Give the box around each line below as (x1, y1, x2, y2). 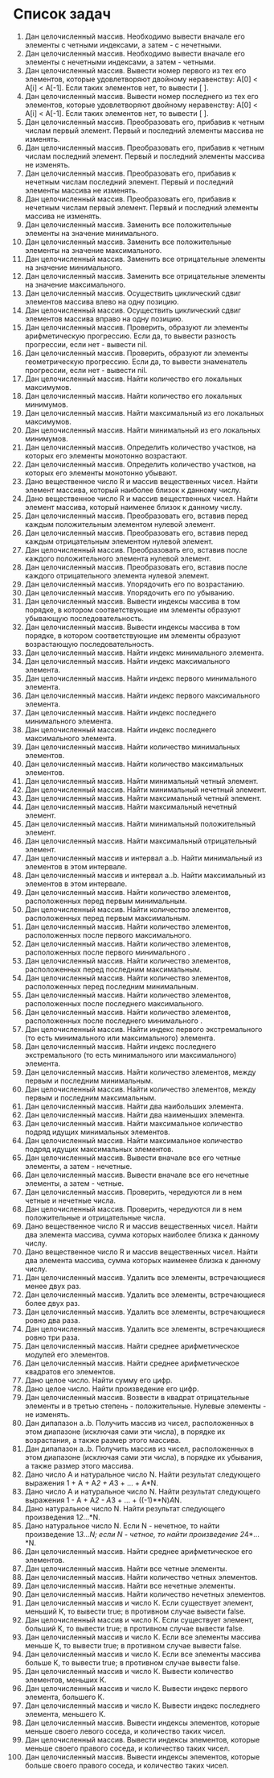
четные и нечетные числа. (24, 1196, 116, 1205)
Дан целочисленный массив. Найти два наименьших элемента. (24, 1109, 245, 1120)
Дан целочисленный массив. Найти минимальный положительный (24, 819, 256, 828)
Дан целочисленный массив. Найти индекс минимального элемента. (24, 648, 264, 657)
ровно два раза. (24, 1315, 80, 1325)
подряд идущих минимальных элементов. (24, 1127, 171, 1137)
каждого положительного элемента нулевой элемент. (24, 553, 211, 563)
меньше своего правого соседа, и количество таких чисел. (24, 1743, 231, 1753)
